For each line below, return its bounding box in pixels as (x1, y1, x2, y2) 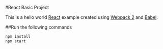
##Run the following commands (5, 24, 72, 30)
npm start (5, 38, 26, 44)
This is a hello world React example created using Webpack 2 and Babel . (5, 14, 158, 20)
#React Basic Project (5, 5, 49, 10)
